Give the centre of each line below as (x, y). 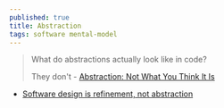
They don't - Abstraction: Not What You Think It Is (123, 77)
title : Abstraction (46, 26)
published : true (39, 17)
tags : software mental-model (63, 34)
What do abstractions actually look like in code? (119, 60)
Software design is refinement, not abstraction (108, 94)
